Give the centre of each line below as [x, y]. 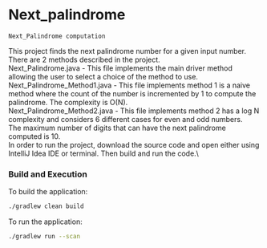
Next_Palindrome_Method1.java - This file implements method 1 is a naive [129, 85]
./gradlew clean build [46, 206]
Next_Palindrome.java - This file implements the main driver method [120, 68]
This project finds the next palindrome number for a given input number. [127, 51]
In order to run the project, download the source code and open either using [134, 144]
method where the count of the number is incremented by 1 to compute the [132, 93]
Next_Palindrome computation [57, 36]
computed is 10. [34, 136]
